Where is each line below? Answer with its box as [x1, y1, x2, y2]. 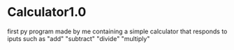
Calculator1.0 [7, 4, 87, 20]
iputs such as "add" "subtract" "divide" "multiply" [7, 34, 150, 42]
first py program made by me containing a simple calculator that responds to [7, 27, 228, 35]
